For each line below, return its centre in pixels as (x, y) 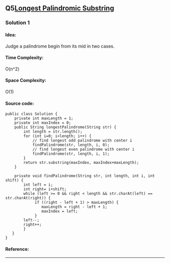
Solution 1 (17, 23)
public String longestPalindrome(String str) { (65, 127)
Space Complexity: (26, 80)
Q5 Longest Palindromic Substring (60, 8)
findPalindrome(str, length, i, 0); (71, 145)
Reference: (17, 249)
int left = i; (38, 185)
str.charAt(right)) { (28, 198)
